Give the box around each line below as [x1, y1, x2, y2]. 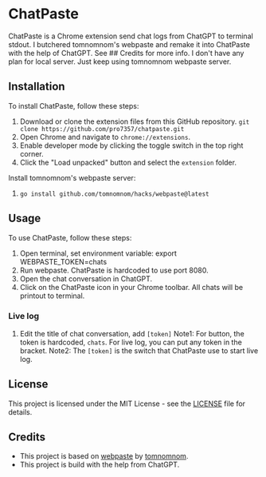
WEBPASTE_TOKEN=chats [19, 256, 108, 266]
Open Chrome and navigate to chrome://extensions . [19, 132, 191, 141]
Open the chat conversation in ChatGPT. [19, 273, 153, 284]
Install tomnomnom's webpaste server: [8, 173, 136, 182]
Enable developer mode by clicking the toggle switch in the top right [19, 141, 244, 150]
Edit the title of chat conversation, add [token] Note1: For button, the [19, 328, 244, 338]
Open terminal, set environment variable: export [19, 248, 178, 258]
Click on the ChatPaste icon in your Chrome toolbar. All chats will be [19, 282, 244, 292]
